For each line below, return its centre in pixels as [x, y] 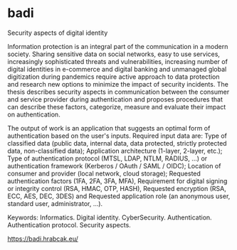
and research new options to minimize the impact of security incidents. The [118, 84]
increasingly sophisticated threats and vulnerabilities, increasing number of [117, 61]
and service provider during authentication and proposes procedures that [115, 99]
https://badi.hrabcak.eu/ [43, 239]
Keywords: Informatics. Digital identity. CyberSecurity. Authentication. [110, 217]
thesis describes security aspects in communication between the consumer [118, 92]
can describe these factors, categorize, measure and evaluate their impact [117, 107]
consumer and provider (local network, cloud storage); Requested [104, 173]
